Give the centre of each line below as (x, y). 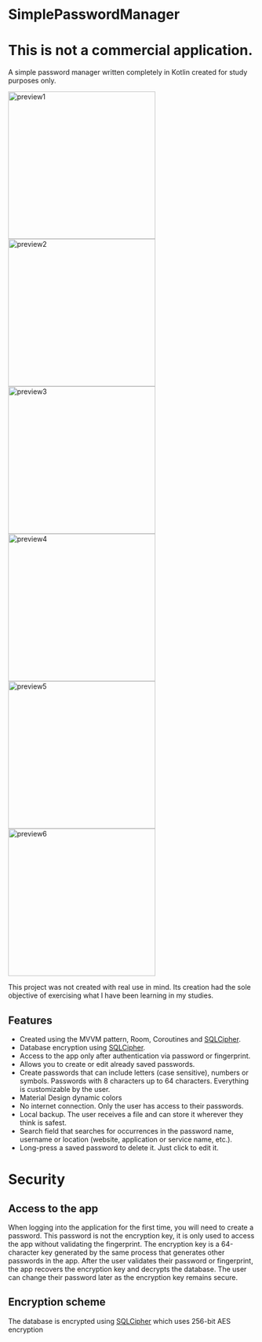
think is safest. (43, 1123)
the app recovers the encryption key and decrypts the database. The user (127, 1269)
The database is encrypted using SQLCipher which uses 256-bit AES (120, 1321)
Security (36, 1180)
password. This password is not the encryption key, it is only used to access (131, 1235)
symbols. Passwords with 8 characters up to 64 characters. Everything (134, 1081)
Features (30, 1020)
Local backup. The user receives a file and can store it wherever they (131, 1114)
